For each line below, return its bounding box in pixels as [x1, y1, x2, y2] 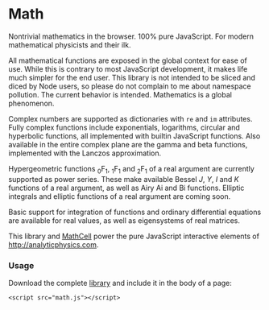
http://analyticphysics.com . [8, 239, 99, 250]
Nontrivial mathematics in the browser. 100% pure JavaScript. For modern [8, 31, 254, 41]
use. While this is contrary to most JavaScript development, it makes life [8, 64, 248, 73]
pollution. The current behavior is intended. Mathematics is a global [8, 89, 232, 99]
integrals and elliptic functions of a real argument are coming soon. [8, 191, 231, 201]
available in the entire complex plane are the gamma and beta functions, [8, 139, 248, 149]
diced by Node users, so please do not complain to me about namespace [8, 81, 251, 91]
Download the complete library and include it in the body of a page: [8, 279, 232, 288]
